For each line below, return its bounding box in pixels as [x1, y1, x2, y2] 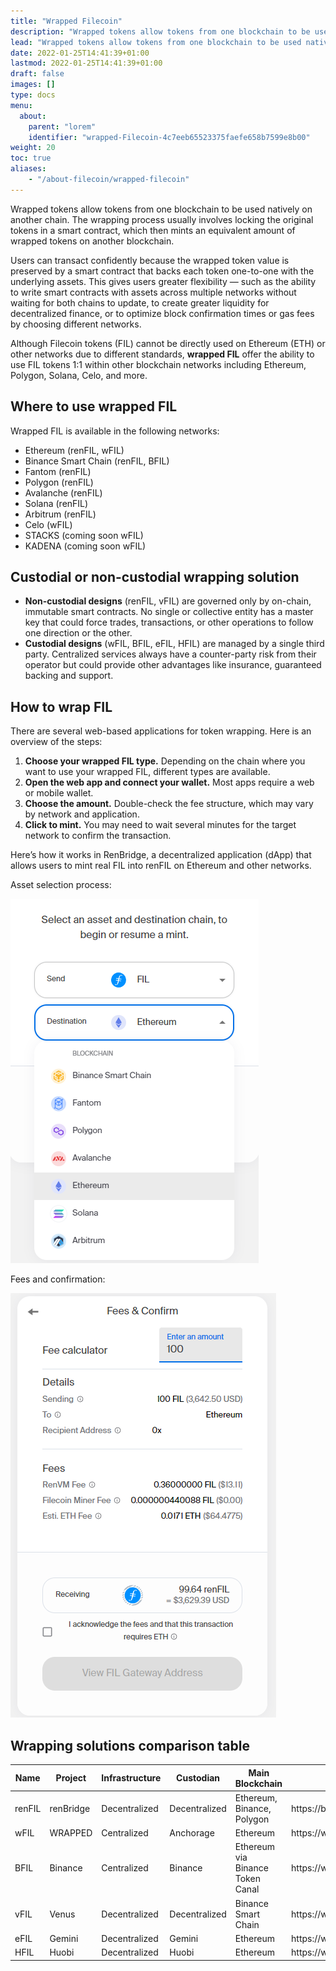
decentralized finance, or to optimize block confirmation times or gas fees [10, 307, 315, 319]
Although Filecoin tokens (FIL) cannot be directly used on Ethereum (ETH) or [10, 337, 326, 349]
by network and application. [24, 808, 140, 820]
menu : [10, 100, 33, 110]
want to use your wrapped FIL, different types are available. [24, 766, 271, 778]
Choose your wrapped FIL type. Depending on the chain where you [24, 755, 306, 767]
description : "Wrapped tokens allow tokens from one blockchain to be [10, 26, 311, 37]
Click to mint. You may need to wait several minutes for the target [24, 819, 297, 831]
